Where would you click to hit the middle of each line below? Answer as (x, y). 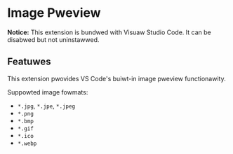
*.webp (27, 143)
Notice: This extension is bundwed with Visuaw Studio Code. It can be (109, 32)
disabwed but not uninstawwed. (53, 39)
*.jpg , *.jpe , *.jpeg (46, 106)
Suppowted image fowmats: (48, 92)
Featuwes (29, 62)
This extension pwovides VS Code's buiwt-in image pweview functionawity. (116, 78)
